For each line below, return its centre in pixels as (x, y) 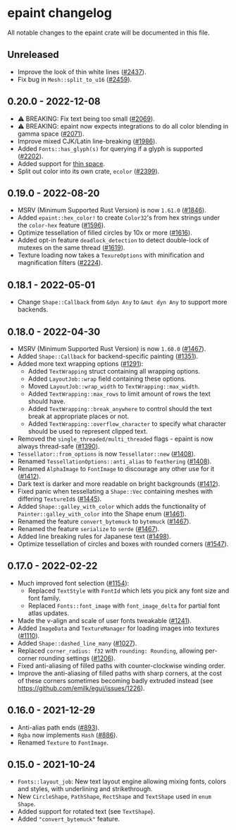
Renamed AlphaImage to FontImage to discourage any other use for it (116, 469)
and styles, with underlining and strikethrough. (85, 789)
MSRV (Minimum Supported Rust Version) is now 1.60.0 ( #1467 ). (112, 349)
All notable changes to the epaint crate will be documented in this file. (108, 32)
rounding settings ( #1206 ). (77, 658)
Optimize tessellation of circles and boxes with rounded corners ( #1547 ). (123, 544)
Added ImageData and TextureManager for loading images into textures (118, 628)
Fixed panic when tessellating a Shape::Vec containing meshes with (115, 491)
